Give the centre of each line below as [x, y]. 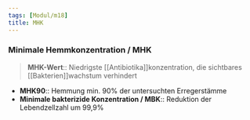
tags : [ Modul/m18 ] [38, 15]
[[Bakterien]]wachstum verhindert [82, 75]
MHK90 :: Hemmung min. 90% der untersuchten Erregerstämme [123, 90]
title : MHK [26, 23]
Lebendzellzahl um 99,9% [62, 107]
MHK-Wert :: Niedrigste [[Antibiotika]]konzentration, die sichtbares [135, 67]
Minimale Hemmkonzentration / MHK [80, 50]
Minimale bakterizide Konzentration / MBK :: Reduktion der [116, 99]
